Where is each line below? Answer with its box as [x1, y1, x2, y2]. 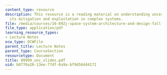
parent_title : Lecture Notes [5, 44, 66, 49]
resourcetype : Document [5, 53, 55, 58]
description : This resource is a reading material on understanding [5, 12, 150, 17]
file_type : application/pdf [5, 26, 64, 31]
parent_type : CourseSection [5, 48, 64, 53]
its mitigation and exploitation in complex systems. [9, 16, 123, 21]
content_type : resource [5, 7, 55, 12]
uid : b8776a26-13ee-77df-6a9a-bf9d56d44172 [5, 62, 97, 67]
